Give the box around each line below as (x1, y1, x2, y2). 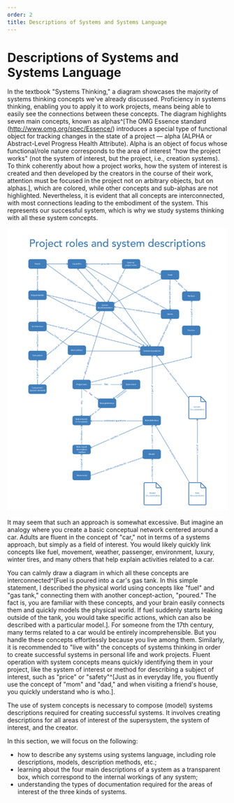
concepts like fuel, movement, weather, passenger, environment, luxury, (7, 547, 215, 556)
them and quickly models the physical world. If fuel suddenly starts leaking (7, 605, 223, 614)
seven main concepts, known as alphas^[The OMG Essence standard (7, 117, 207, 126)
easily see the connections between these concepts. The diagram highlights (7, 110, 227, 118)
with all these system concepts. (7, 214, 98, 222)
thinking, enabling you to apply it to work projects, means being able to (7, 102, 212, 111)
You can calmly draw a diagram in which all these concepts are (7, 568, 189, 577)
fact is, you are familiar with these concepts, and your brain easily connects (7, 598, 225, 607)
